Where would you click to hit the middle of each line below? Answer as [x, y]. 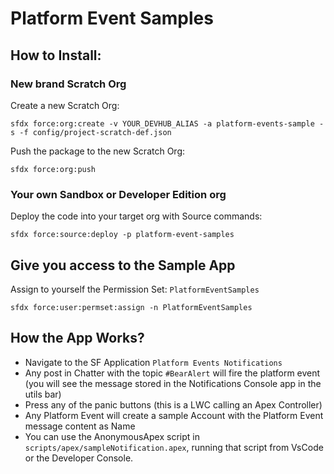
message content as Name [80, 426]
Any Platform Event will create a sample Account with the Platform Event [174, 415]
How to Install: [56, 55]
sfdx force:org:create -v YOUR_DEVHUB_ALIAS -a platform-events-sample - [167, 123]
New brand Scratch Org [68, 84]
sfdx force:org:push [53, 169]
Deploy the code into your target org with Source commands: [136, 216]
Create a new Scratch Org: [65, 105]
